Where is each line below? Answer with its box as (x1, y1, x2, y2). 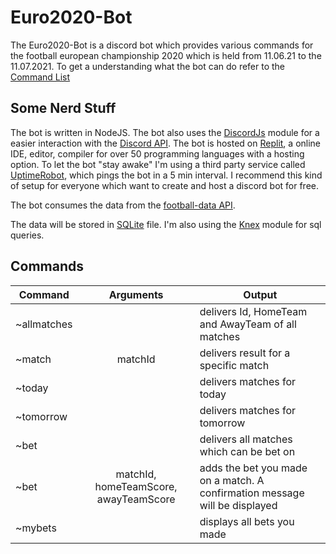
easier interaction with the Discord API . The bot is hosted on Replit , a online (10, 137, 322, 149)
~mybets (15, 521, 57, 535)
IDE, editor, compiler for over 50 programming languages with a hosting (10, 147, 305, 160)
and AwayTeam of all (199, 317, 297, 331)
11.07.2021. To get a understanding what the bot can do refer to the (10, 60, 286, 72)
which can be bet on (199, 444, 296, 458)
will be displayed (199, 498, 278, 512)
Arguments (108, 287, 164, 301)
